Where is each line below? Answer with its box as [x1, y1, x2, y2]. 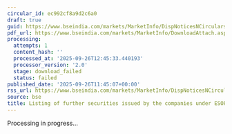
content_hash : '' [13, 49, 64, 56]
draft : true [7, 17, 41, 23]
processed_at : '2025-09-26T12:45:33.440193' [13, 55, 144, 62]
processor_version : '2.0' [13, 61, 88, 68]
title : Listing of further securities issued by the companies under [7, 100, 212, 107]
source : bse [7, 94, 41, 101]
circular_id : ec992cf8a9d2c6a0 [7, 10, 97, 17]
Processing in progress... [7, 119, 78, 127]
